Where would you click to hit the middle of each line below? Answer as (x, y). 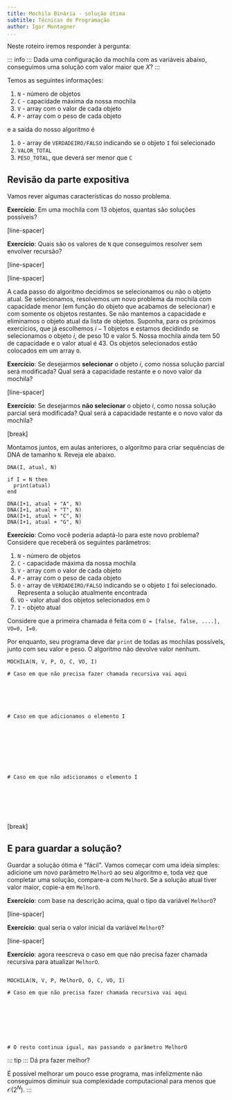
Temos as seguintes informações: (55, 81)
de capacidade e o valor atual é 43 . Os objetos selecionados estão (102, 344)
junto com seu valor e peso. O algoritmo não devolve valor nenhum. (104, 649)
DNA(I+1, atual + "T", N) (44, 510)
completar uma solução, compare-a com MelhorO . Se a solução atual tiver (112, 880)
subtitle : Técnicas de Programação (59, 20)
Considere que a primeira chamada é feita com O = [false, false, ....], (114, 621)
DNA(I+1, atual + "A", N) (44, 504)
